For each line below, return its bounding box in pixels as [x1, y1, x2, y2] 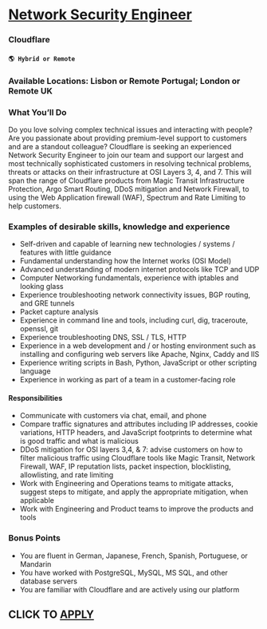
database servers [19, 576, 78, 586]
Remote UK [8, 85, 53, 97]
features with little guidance [19, 247, 112, 257]
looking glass [19, 282, 64, 291]
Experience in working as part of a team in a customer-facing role [19, 375, 236, 385]
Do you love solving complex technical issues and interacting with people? [8, 125, 253, 134]
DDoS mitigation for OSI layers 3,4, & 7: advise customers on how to [19, 445, 243, 454]
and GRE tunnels [19, 299, 75, 308]
